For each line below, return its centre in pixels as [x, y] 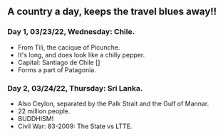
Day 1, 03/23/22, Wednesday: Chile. [71, 32]
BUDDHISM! [36, 118]
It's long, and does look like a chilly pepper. [81, 55]
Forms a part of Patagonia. [57, 69]
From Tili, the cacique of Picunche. [69, 47]
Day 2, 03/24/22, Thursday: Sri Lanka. [75, 88]
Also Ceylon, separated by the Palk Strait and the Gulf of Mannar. [113, 103]
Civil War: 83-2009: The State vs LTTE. [75, 126]
